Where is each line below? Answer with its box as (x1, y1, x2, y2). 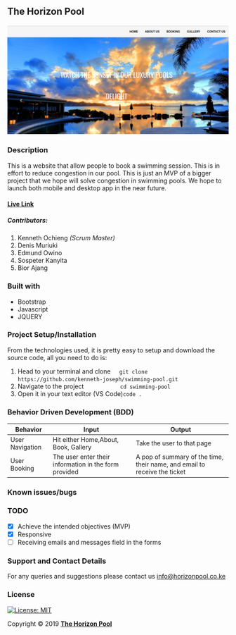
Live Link (7, 200, 34, 209)
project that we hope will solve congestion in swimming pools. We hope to (7, 176, 222, 185)
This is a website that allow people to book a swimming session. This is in (7, 161, 220, 170)
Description (7, 145, 48, 155)
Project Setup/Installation (7, 330, 97, 340)
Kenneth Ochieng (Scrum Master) (17, 234, 116, 242)
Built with (7, 281, 41, 291)
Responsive (17, 530, 51, 538)
